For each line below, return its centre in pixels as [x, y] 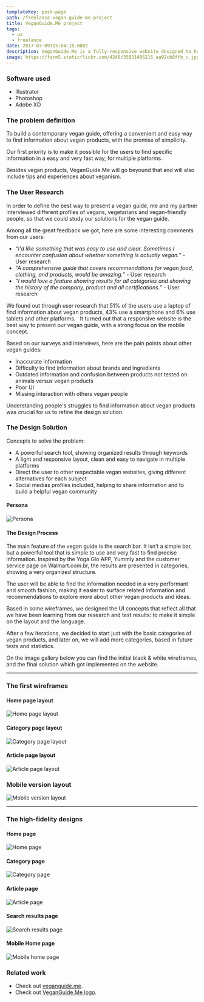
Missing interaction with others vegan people [72, 393]
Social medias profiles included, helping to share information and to [99, 485]
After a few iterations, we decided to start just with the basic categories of [99, 634]
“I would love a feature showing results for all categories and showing [103, 281]
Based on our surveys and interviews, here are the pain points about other [99, 343]
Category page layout [34, 728]
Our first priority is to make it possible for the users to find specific [90, 152]
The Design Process [32, 533]
